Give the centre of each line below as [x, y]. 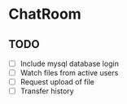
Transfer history [47, 91]
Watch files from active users [69, 73]
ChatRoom [45, 14]
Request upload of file [57, 82]
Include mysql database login [70, 63]
